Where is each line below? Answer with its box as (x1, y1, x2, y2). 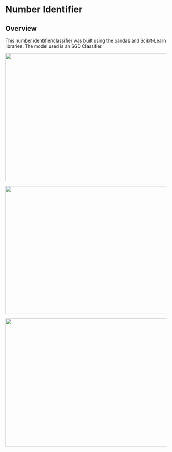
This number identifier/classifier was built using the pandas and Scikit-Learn (5, 37, 166, 44)
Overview (5, 24, 37, 33)
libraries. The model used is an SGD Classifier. (5, 43, 103, 49)
